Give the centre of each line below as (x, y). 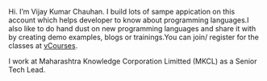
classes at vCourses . (43, 46)
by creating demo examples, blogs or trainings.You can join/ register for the (134, 37)
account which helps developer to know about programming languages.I (129, 20)
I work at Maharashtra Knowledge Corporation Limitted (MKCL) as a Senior (133, 61)
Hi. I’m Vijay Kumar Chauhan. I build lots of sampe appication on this (122, 12)
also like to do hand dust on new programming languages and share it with (132, 28)
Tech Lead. (27, 70)
